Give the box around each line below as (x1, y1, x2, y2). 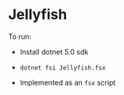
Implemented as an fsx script (19, 78, 116, 87)
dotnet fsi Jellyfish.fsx (19, 63, 106, 72)
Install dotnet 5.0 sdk (19, 47, 89, 56)
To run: (8, 32, 32, 41)
